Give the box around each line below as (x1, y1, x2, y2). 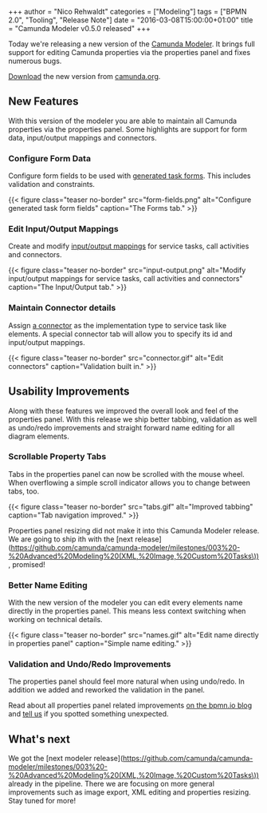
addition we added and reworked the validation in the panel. (8, 685, 206, 695)
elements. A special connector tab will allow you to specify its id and (8, 329, 233, 339)
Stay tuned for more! (8, 796, 77, 806)
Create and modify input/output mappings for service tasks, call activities (8, 241, 249, 251)
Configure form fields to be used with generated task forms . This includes (8, 171, 251, 180)
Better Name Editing (8, 579, 88, 590)
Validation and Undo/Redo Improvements (8, 659, 171, 670)
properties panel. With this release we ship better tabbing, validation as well (8, 414, 257, 424)
